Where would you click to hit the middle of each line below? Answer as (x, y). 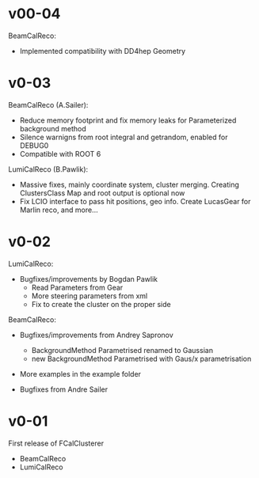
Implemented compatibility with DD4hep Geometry (103, 51)
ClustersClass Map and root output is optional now (102, 193)
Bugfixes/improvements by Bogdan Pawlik (89, 279)
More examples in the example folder (80, 374)
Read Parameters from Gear (77, 287)
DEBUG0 (34, 145)
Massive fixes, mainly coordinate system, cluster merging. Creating (129, 184)
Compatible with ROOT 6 (60, 154)
